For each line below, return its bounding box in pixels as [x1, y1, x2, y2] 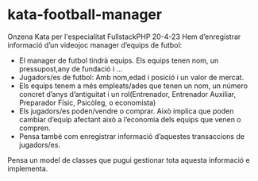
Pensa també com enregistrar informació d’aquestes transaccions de [18, 131, 245, 141]
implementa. [7, 164, 48, 173]
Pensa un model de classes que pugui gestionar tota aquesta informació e [7, 155, 251, 164]
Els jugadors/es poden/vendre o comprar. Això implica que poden [18, 106, 234, 116]
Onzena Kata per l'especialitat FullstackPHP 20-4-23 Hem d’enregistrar [7, 32, 241, 41]
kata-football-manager [7, 6, 163, 24]
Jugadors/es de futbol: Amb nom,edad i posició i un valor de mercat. [18, 72, 245, 82]
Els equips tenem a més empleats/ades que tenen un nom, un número [18, 81, 248, 90]
